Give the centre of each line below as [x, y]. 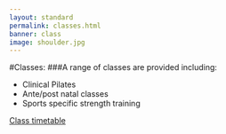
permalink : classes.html [55, 26]
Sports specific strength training [81, 104]
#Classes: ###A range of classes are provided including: [113, 67]
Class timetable [38, 121]
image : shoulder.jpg [48, 42]
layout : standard [41, 17]
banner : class [36, 34]
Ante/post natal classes [65, 94]
